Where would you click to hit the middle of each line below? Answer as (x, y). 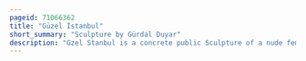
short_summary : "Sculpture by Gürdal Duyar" (95, 34)
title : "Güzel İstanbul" (56, 26)
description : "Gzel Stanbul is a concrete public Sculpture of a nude (146, 43)
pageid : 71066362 (42, 17)
